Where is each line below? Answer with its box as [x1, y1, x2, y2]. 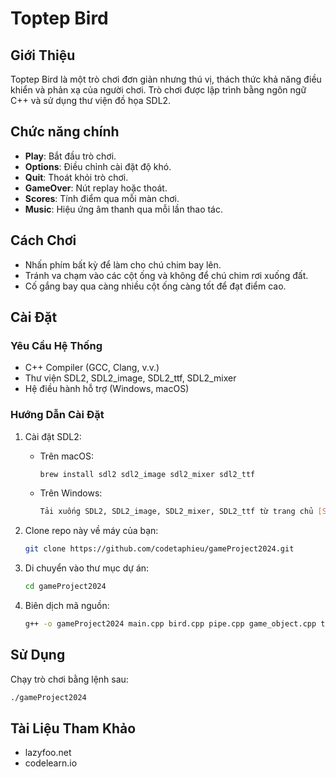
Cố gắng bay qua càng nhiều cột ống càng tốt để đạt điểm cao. [24, 280, 287, 292]
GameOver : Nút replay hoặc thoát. [24, 182, 168, 194]
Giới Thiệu [10, 47, 76, 64]
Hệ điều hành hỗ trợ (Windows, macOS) [24, 383, 190, 395]
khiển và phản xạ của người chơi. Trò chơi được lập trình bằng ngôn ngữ [10, 84, 307, 96]
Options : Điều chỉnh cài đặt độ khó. [24, 160, 172, 172]
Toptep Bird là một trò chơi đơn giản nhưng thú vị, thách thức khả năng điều [10, 73, 322, 85]
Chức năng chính [10, 123, 120, 141]
